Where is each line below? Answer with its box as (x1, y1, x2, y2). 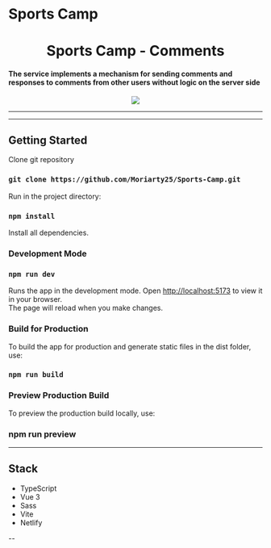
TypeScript (19, 483, 57, 493)
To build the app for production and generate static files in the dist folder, (8, 341, 252, 351)
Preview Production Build (8, 390, 110, 401)
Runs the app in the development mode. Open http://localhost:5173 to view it (8, 286, 263, 295)
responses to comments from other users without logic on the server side (8, 77, 261, 87)
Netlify (19, 517, 43, 527)
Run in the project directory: (8, 191, 102, 201)
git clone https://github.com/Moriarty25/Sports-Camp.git (8, 175, 241, 184)
